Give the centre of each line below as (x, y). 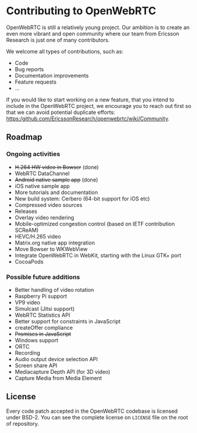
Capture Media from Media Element (58, 378)
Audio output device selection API (56, 359)
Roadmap (24, 137)
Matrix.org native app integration (55, 243)
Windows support (36, 340)
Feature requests (36, 82)
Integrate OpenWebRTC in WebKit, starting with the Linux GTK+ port (98, 255)
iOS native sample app (42, 186)
